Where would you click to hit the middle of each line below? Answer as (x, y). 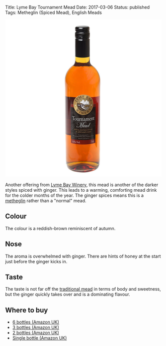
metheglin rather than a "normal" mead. (46, 201)
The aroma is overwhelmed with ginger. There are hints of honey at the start (83, 256)
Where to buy (27, 310)
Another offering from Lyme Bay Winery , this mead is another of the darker (82, 185)
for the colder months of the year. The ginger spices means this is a (75, 195)
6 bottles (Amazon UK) (36, 322)
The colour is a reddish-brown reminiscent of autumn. (60, 228)
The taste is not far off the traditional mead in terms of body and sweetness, (83, 289)
